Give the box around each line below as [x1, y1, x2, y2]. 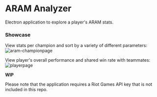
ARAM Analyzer [5, 3, 72, 14]
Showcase [5, 31, 31, 38]
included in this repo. [5, 87, 48, 93]
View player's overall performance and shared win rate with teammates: [5, 57, 151, 63]
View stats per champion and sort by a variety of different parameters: [5, 43, 148, 48]
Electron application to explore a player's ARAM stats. [5, 19, 114, 25]
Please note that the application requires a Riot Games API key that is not [5, 81, 153, 87]
